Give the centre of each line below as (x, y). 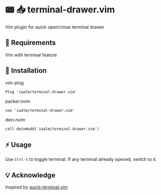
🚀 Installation (26, 71)
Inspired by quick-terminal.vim (36, 187)
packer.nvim (18, 101)
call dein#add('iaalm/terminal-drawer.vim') (52, 129)
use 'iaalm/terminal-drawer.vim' (40, 110)
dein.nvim (15, 120)
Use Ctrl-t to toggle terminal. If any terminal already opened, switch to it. (81, 159)
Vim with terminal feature (31, 55)
